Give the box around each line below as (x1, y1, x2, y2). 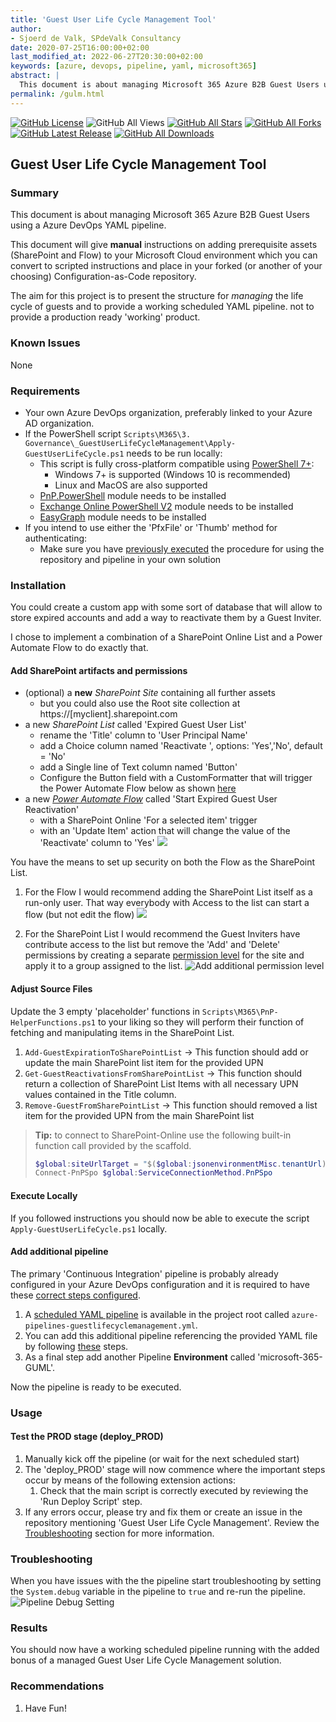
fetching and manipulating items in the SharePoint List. (10, 1026, 235, 1038)
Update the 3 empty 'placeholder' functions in (10, 1005, 200, 1017)
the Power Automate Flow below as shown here (39, 782, 237, 795)
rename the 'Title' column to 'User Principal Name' (39, 729, 248, 741)
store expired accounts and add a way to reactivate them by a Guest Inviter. (10, 612, 322, 624)
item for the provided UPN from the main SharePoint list (24, 1109, 255, 1121)
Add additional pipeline (10, 1246, 109, 1258)
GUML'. (24, 1361, 56, 1373)
